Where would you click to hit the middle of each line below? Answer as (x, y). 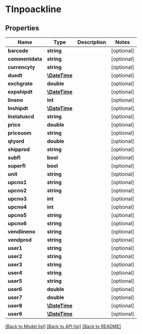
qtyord (16, 141)
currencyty (21, 67)
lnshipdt (18, 108)
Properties (22, 28)
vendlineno (21, 232)
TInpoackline (33, 9)
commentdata (25, 59)
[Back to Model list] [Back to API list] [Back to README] (63, 326)
